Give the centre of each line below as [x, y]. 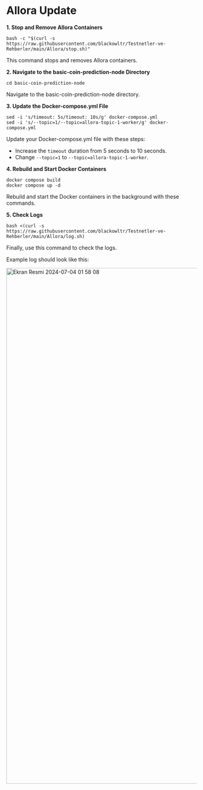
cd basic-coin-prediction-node [46, 83]
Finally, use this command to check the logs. [62, 247]
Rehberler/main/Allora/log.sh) [46, 236]
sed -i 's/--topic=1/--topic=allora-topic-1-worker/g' [77, 122]
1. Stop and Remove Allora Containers [54, 27]
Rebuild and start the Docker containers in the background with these [93, 196]
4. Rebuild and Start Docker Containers [56, 169]
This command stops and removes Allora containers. [72, 60]
